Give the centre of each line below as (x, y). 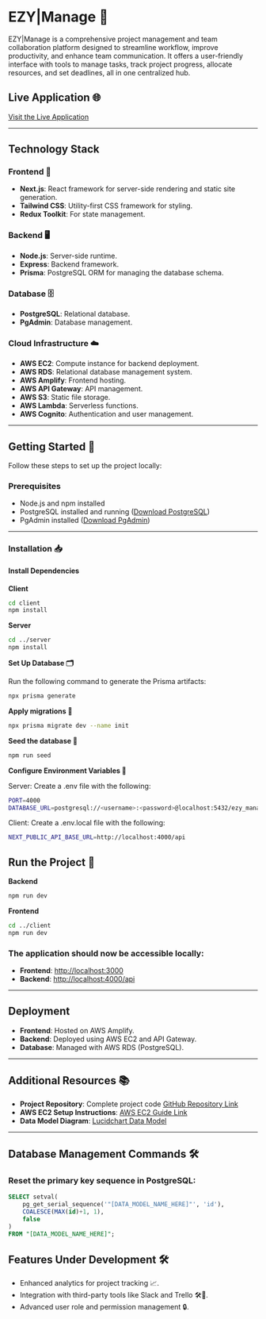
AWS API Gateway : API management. (81, 389)
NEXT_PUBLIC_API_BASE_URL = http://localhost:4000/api (97, 837)
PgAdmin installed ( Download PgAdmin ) (85, 521)
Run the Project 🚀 (51, 862)
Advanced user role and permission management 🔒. (104, 1307)
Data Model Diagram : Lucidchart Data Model (93, 1121)
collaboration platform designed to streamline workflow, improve (114, 47)
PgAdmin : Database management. (76, 322)
